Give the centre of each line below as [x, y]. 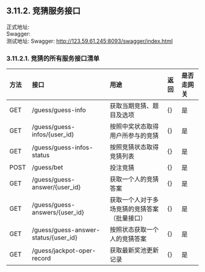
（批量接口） [128, 218]
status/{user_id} [54, 238]
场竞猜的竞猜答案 [134, 209]
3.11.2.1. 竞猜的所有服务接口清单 [53, 58]
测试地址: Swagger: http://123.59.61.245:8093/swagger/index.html [89, 41]
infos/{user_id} [53, 134]
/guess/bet [47, 167]
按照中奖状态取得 [134, 127]
